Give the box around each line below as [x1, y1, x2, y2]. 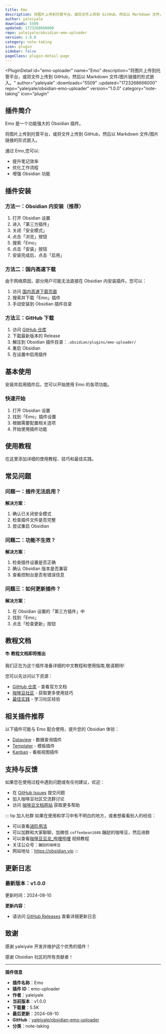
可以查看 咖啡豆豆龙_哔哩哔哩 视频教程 [12, 836, 90, 842]
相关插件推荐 [5, 712, 44, 721]
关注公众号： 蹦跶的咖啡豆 [12, 842, 61, 848]
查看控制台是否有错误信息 [12, 572, 65, 578]
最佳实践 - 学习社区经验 [12, 696, 61, 702]
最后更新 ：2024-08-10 [12, 1010, 59, 1017]
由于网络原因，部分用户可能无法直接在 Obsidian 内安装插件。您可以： [5, 278, 147, 284]
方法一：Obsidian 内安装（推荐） [5, 203, 84, 210]
